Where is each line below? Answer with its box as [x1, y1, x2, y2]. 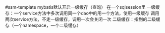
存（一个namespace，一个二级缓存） [5, 22, 81, 28]
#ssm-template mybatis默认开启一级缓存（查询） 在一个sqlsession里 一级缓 [5, 4, 160, 10]
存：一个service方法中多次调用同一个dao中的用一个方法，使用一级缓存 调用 [5, 10, 160, 16]
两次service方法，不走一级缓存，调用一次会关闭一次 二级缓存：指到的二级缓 [5, 16, 161, 22]
